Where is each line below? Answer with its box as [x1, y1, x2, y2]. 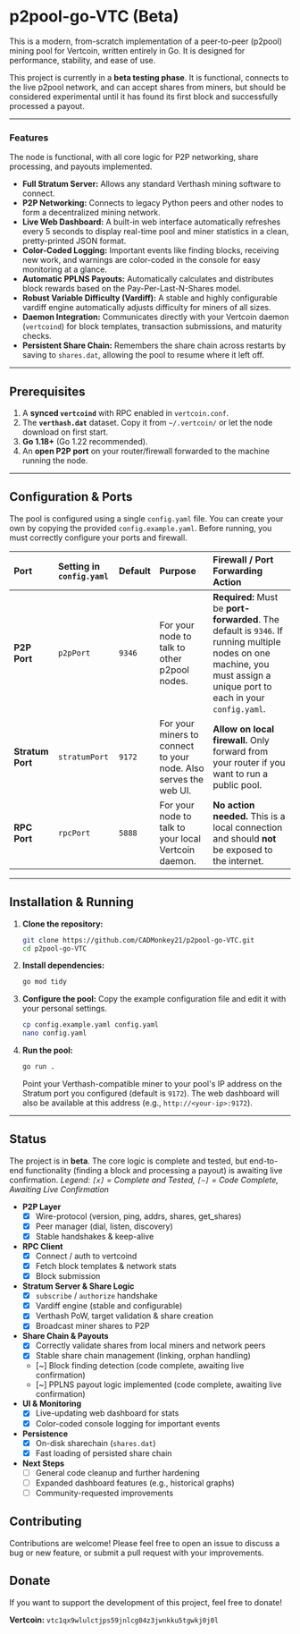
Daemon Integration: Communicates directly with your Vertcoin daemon [21, 311, 289, 323]
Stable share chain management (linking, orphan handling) [35, 1350, 252, 1361]
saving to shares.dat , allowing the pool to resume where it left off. [21, 350, 265, 360]
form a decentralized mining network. [21, 207, 161, 218]
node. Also [159, 762, 204, 775]
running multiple [212, 635, 281, 648]
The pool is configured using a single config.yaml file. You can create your [9, 512, 284, 524]
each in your [212, 691, 265, 704]
